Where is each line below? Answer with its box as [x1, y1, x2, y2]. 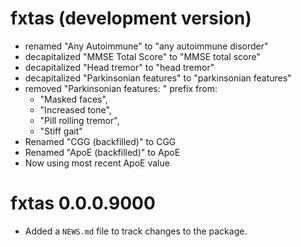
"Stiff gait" [39, 125, 83, 137]
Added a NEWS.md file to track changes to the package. [24, 225, 248, 237]
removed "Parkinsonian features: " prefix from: [24, 82, 218, 94]
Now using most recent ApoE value [24, 157, 170, 169]
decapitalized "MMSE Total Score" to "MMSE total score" [24, 50, 262, 62]
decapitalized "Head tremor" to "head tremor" [24, 61, 215, 73]
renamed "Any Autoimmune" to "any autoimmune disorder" [24, 40, 269, 52]
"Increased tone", [39, 103, 112, 116]
